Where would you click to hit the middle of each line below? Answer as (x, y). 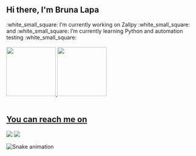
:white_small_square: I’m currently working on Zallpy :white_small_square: (98, 24)
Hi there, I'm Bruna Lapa (53, 10)
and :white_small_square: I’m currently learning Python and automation (95, 31)
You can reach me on (47, 119)
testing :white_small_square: (42, 37)
